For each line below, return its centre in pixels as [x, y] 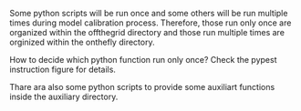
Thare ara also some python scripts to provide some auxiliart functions [142, 87]
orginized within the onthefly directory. [82, 42]
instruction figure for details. [63, 69]
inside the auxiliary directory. [64, 96]
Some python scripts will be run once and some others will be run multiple [149, 13]
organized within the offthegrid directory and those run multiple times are [147, 32]
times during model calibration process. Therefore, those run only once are [150, 23]
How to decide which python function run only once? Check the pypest [143, 60]
